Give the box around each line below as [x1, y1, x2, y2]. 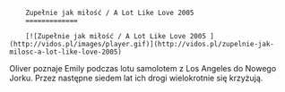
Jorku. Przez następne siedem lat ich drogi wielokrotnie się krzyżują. [9, 72, 263, 83]
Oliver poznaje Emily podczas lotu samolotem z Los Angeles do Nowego [9, 63, 277, 73]
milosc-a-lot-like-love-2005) [9, 47, 123, 56]
